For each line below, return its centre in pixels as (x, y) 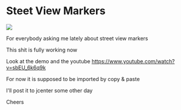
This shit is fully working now (42, 50)
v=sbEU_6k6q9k (26, 67)
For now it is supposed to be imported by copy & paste (73, 79)
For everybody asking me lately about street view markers (77, 38)
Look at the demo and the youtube (48, 61)
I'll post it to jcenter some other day (50, 90)
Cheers (15, 102)
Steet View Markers (56, 11)
